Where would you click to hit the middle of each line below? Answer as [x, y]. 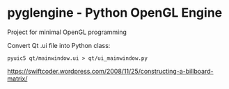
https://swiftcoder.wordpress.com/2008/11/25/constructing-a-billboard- [110, 71]
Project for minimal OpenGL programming [67, 32]
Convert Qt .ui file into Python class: [59, 45]
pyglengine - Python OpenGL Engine [115, 13]
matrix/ [17, 79]
